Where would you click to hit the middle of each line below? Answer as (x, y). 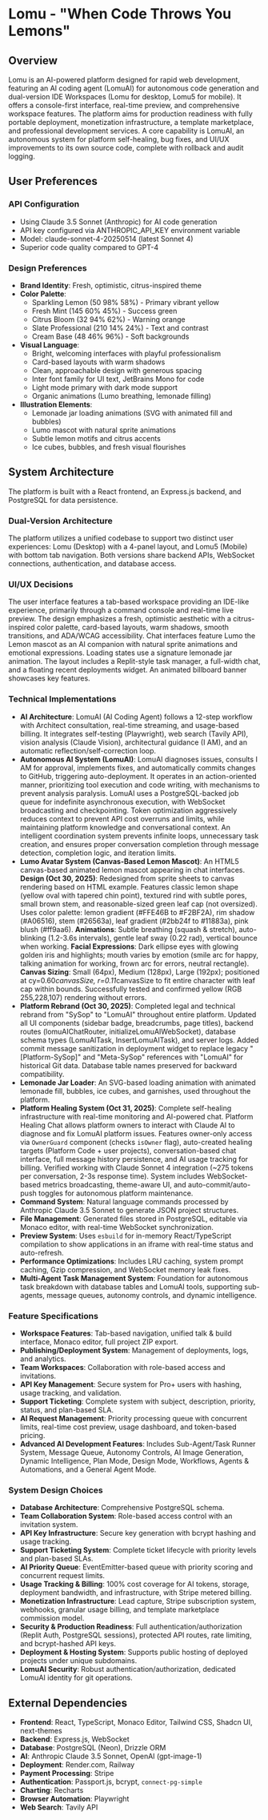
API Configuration (44, 204)
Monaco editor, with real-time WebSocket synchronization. (117, 1227)
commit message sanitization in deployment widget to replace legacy (134, 1048)
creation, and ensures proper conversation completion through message (139, 844)
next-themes (41, 1731)
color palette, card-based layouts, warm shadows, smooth (133, 627)
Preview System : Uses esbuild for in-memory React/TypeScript (126, 1235)
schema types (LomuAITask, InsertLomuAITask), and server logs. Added (139, 1040)
